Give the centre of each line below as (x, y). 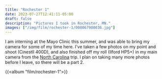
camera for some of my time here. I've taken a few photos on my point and (81, 47)
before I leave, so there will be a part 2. (45, 62)
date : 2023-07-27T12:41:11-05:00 (39, 14)
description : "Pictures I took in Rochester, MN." (58, 23)
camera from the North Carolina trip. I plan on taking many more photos (77, 57)
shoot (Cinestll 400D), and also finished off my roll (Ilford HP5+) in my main (81, 52)
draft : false (18, 19)
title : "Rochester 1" (27, 10)
